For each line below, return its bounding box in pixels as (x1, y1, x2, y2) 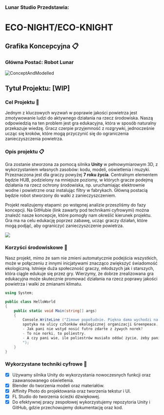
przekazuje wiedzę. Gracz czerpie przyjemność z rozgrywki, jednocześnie (5, 125, 155, 131)
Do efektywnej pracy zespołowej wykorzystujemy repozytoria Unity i (12, 399, 150, 405)
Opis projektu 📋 (5, 148, 44, 155)
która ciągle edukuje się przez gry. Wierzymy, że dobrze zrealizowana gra (5, 270, 154, 277)
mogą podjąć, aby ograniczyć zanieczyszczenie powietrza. (5, 223, 124, 228)
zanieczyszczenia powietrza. (5, 136, 63, 142)
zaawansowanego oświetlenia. (12, 377, 74, 383)
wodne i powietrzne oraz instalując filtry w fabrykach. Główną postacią (5, 187, 148, 193)
